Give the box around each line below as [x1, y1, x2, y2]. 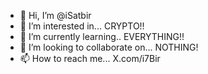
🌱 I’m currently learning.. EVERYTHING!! [19, 31, 185, 42]
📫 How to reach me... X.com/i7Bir [19, 53, 161, 64]
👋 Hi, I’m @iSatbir [19, 10, 92, 21]
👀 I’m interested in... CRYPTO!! [19, 20, 145, 32]
